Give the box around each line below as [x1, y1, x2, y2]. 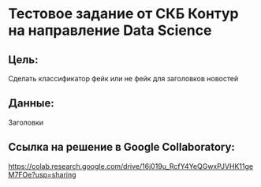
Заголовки [8, 118, 43, 127]
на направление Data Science [8, 21, 212, 39]
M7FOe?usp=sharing [8, 170, 76, 179]
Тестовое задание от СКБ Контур [8, 5, 239, 23]
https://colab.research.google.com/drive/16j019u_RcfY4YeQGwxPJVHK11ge [8, 161, 254, 170]
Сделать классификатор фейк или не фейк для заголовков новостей [8, 74, 239, 83]
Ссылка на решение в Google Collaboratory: [8, 140, 235, 154]
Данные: [8, 96, 54, 110]
